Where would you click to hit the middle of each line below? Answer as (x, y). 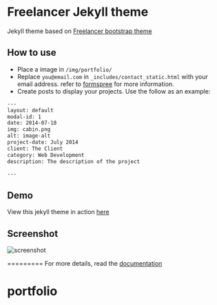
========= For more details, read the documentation (85, 263)
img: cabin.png (29, 129)
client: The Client (35, 149)
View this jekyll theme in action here (58, 212)
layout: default (30, 110)
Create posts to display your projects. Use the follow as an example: (114, 91)
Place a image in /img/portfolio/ (64, 69)
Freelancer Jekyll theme (78, 12)
